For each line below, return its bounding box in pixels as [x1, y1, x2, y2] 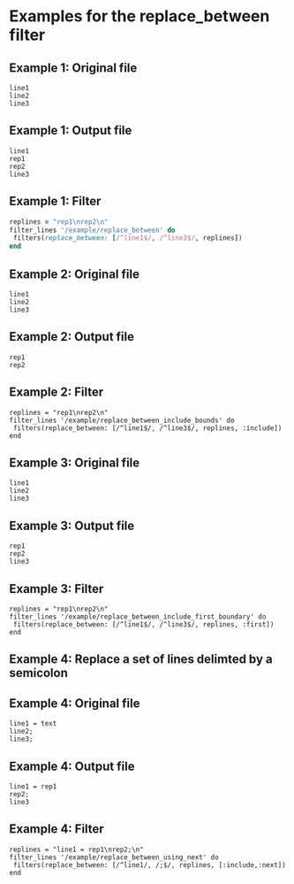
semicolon [9, 665, 69, 680]
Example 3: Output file [9, 518, 135, 533]
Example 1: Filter [9, 194, 102, 209]
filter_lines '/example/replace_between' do [9, 226, 176, 234]
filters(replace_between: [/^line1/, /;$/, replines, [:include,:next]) [12, 860, 287, 869]
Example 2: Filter [9, 385, 104, 400]
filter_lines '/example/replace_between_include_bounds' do [9, 416, 236, 425]
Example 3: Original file [9, 455, 140, 470]
